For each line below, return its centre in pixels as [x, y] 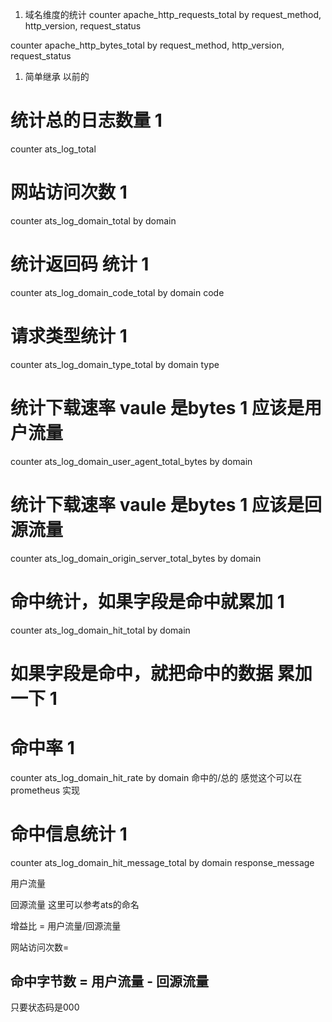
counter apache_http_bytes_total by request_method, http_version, [147, 45]
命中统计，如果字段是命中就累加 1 [147, 601]
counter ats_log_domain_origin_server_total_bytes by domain [136, 558]
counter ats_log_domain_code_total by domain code [117, 292]
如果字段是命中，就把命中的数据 [142, 673]
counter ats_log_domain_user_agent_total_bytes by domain [131, 461]
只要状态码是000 [45, 1007]
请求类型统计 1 [69, 336]
